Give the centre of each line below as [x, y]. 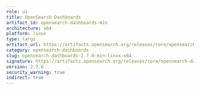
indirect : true [25, 78]
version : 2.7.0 [25, 67]
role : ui [17, 12]
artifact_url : [24, 45]
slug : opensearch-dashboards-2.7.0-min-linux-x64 [69, 56]
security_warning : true [36, 72]
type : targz [21, 39]
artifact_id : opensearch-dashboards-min [57, 22]
